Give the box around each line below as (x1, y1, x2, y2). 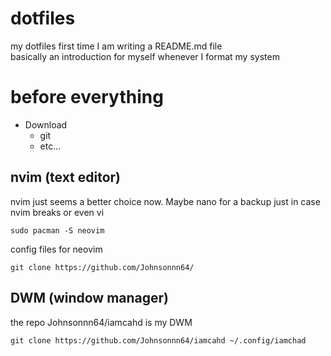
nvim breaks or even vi (10, 206, 105, 218)
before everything (10, 86, 164, 109)
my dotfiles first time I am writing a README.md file (10, 40, 223, 52)
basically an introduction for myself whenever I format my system (10, 50, 280, 62)
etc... (39, 140, 62, 152)
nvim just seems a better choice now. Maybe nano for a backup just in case (10, 195, 321, 207)
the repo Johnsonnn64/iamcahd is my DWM (10, 316, 193, 328)
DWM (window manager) (10, 290, 170, 307)
